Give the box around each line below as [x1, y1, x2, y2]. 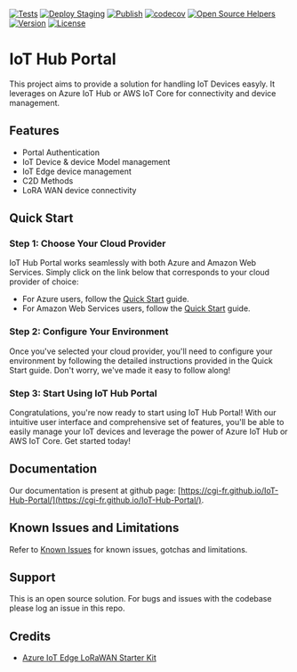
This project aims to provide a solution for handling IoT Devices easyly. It [9, 78, 276, 89]
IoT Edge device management [21, 166, 132, 176]
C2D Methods [21, 175, 74, 186]
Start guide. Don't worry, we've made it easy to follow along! [9, 365, 231, 375]
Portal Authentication [21, 147, 100, 158]
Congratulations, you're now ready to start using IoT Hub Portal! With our [9, 407, 277, 418]
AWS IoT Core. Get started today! [9, 436, 131, 447]
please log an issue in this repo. [9, 602, 125, 614]
